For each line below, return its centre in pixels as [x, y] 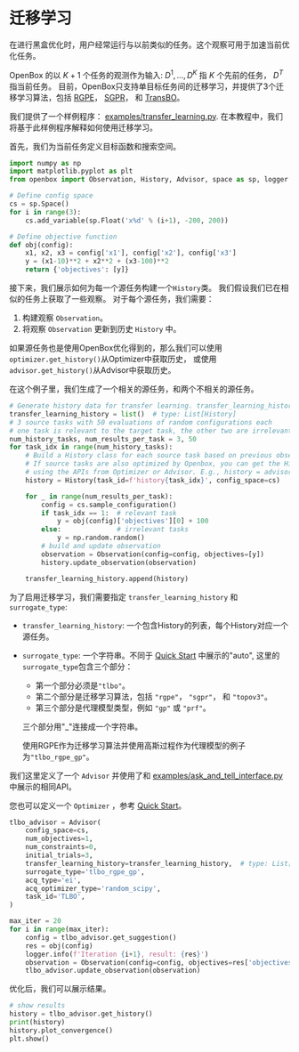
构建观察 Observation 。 [65, 318]
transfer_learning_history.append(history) [107, 579]
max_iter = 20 [36, 921]
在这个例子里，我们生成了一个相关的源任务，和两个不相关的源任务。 [134, 389]
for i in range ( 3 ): [45, 212]
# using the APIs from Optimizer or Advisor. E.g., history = [143, 473]
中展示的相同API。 [43, 786]
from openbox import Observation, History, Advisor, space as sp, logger [149, 180]
